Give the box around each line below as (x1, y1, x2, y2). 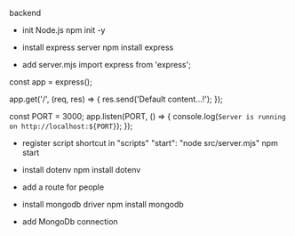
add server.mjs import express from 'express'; (21, 60, 191, 69)
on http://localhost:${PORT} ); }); (9, 120, 133, 131)
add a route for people (21, 182, 105, 192)
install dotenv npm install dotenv (21, 165, 141, 175)
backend (9, 8, 42, 18)
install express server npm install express (21, 42, 174, 53)
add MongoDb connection (21, 216, 118, 226)
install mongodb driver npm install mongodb (21, 199, 184, 209)
